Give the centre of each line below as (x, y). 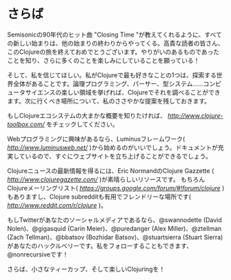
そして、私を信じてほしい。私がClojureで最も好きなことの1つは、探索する (112, 75)
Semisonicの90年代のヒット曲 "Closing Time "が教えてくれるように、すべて (115, 34)
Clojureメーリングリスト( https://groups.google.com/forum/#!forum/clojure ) (116, 188)
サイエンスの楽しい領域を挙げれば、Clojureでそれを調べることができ (123, 92)
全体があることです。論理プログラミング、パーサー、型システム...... (108, 83)
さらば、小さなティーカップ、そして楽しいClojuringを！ (86, 269)
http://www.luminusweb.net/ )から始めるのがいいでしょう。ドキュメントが (113, 147)
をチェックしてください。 (82, 124)
